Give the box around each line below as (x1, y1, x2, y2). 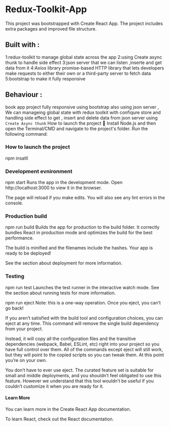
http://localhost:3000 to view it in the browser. (5, 185, 103, 191)
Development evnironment (5, 168, 73, 175)
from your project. (5, 325, 43, 331)
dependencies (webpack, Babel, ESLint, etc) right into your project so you (5, 341, 160, 347)
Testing (5, 273, 24, 280)
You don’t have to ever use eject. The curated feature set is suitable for (5, 367, 154, 373)
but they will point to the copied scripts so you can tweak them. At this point (5, 352, 164, 358)
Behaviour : (5, 90, 43, 99)
